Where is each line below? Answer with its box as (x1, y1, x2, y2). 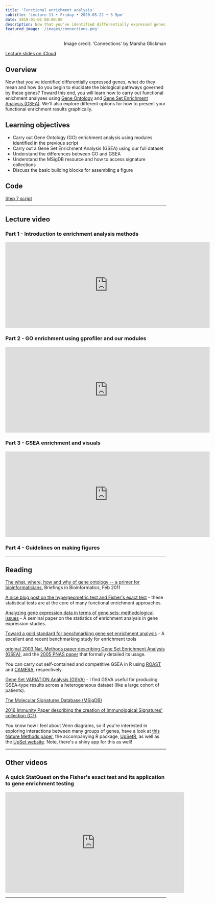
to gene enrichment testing (5, 780, 74, 787)
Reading (5, 566, 32, 574)
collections (12, 162, 36, 168)
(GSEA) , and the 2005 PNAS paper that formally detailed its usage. (5, 651, 146, 657)
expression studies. (5, 620, 46, 626)
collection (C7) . (5, 712, 38, 718)
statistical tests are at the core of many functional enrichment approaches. (5, 599, 162, 606)
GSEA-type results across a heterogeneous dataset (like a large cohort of (5, 682, 160, 688)
